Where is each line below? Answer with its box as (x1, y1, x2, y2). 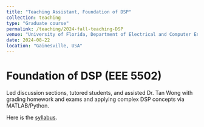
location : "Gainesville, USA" (6, 43, 83, 49)
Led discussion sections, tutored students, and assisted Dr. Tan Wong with (6, 89, 193, 96)
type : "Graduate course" (6, 20, 69, 26)
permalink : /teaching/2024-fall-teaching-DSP (6, 26, 123, 32)
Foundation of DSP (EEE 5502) (6, 69, 162, 83)
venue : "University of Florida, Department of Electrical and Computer (6, 32, 191, 38)
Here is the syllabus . (6, 114, 58, 121)
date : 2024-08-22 (6, 37, 50, 43)
